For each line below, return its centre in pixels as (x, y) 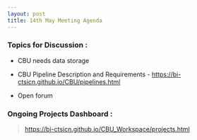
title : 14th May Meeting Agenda (55, 21)
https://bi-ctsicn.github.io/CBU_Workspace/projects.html (107, 129)
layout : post (26, 14)
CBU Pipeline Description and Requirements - (84, 74)
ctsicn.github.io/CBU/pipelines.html (69, 81)
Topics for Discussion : (48, 45)
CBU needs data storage (53, 60)
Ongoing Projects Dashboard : (60, 114)
